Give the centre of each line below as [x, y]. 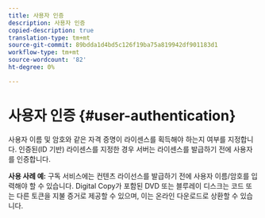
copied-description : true [51, 30]
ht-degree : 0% [32, 67]
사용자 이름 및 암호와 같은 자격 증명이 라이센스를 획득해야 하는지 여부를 [117, 139]
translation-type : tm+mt [49, 38]
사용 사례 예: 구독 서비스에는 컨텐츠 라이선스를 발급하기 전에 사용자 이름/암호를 [129, 176]
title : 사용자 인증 [36, 15]
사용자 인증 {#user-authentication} [122, 115]
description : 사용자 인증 [47, 23]
